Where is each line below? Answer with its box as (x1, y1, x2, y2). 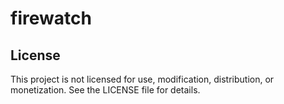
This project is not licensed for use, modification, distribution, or (10, 73, 275, 85)
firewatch (10, 7, 92, 30)
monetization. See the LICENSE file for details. (10, 84, 201, 96)
